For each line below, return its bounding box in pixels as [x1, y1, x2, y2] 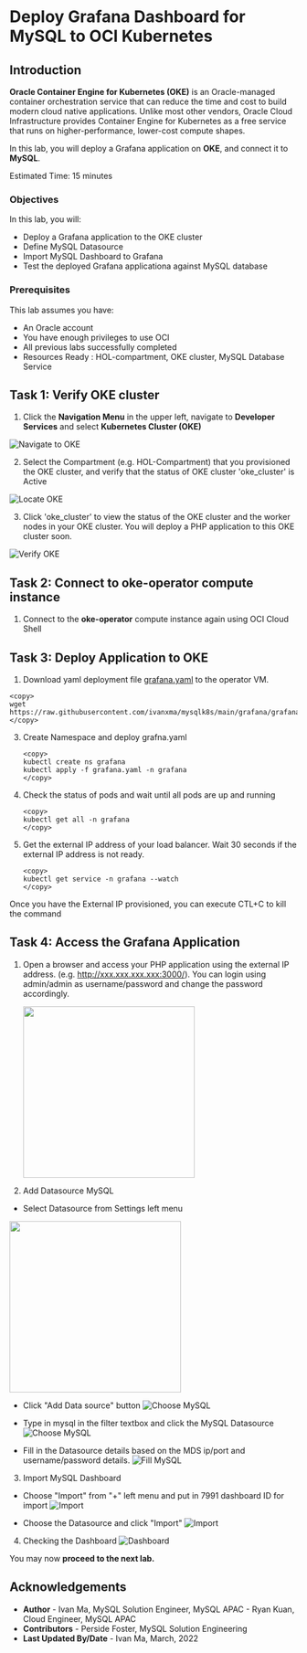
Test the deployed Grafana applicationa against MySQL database [22, 260, 268, 271]
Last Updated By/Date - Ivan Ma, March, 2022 [22, 1633, 199, 1644]
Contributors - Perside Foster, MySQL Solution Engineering [22, 1623, 249, 1634]
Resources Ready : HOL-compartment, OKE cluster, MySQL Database [22, 351, 285, 362]
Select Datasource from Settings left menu [22, 1203, 184, 1213]
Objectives [9, 193, 59, 206]
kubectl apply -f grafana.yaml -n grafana [22, 766, 187, 775]
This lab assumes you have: [9, 304, 114, 315]
